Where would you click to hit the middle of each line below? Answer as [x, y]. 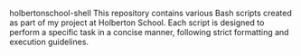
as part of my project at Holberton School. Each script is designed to [137, 23]
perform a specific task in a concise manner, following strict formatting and [149, 32]
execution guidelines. [49, 42]
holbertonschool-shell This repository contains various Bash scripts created [150, 13]
